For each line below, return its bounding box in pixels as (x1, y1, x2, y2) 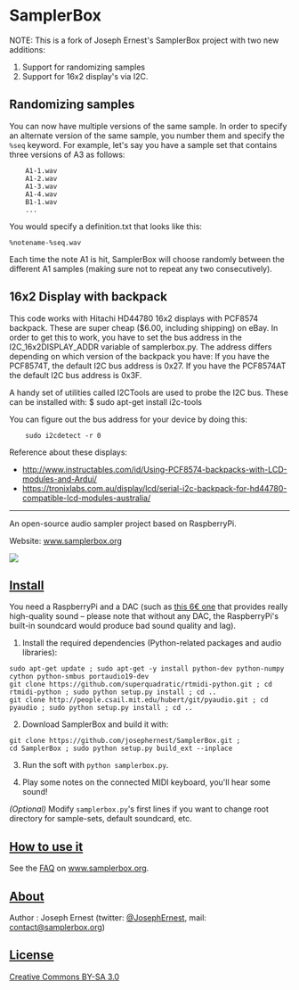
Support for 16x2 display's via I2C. (21, 70, 149, 81)
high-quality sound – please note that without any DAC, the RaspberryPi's (9, 611, 279, 622)
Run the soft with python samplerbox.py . (21, 760, 169, 771)
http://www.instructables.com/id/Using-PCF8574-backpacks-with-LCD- (21, 464, 287, 474)
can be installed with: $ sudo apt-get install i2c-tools (9, 396, 203, 407)
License (9, 947, 54, 963)
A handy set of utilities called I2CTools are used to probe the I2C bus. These (9, 387, 289, 398)
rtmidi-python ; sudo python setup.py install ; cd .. (9, 688, 217, 697)
